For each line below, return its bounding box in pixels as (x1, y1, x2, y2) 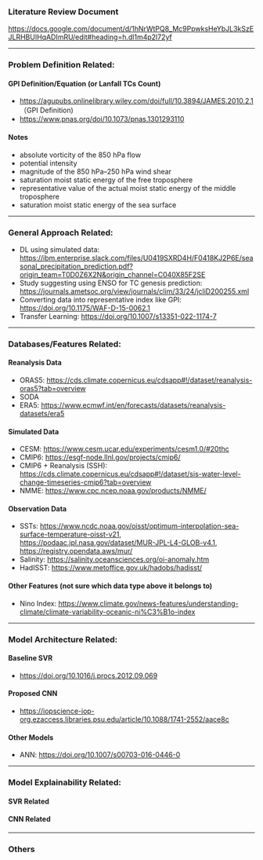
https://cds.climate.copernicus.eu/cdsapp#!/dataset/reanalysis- (46, 375, 253, 385)
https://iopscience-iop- (19, 706, 95, 715)
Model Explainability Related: (8, 777, 121, 788)
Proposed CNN (8, 689, 58, 698)
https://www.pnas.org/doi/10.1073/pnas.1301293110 (19, 115, 185, 124)
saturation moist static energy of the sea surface (19, 199, 177, 210)
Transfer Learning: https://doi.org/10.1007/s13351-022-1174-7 (19, 311, 217, 320)
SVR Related (8, 796, 49, 806)
